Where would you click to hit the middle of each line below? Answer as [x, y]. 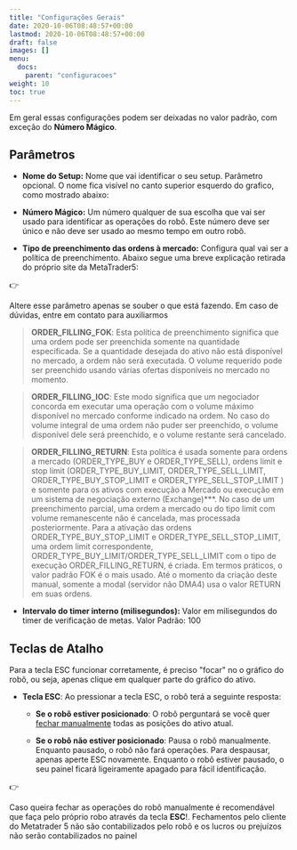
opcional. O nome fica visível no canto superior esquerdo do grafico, [148, 186]
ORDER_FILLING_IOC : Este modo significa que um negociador [145, 397]
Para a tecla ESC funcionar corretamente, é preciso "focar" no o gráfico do [147, 670]
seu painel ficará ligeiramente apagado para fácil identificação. [151, 769]
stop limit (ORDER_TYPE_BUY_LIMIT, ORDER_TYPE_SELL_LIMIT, [148, 471]
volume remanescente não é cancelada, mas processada [136, 518]
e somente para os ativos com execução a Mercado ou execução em [157, 490]
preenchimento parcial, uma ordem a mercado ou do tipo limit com [153, 509]
